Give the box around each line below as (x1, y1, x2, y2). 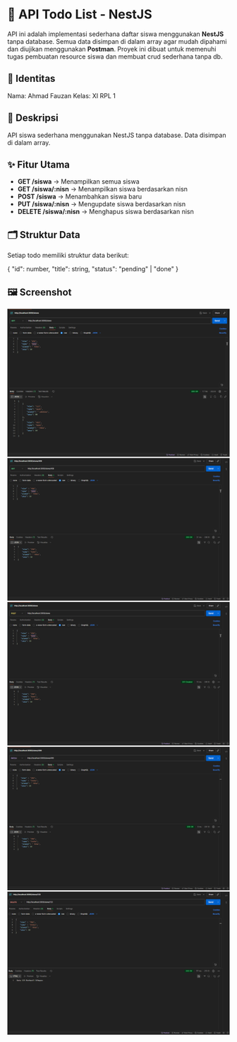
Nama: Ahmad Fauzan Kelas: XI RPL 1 (7, 91, 116, 100)
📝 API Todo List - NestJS (7, 6, 153, 23)
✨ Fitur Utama (7, 158, 71, 170)
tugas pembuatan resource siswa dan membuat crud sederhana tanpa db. (7, 52, 223, 61)
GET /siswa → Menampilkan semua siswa (17, 177, 140, 186)
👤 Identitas (7, 73, 56, 85)
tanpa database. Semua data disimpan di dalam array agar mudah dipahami (7, 37, 227, 45)
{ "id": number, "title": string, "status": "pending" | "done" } (7, 265, 178, 273)
